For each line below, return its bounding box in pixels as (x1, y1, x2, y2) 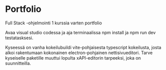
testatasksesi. (5, 35, 34, 41)
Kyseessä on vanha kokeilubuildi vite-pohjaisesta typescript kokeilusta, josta (5, 44, 162, 50)
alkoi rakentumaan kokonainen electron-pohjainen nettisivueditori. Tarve (5, 50, 153, 56)
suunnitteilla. (5, 60, 31, 66)
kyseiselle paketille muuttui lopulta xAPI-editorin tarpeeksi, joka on (5, 55, 141, 61)
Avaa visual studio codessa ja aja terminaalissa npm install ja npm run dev (5, 29, 156, 35)
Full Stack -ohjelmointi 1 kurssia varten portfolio (5, 20, 103, 26)
